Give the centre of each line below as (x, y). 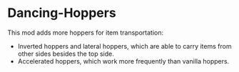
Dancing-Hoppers (62, 13)
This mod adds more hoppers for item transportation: (86, 32)
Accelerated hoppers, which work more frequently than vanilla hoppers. (123, 61)
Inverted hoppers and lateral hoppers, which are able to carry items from (124, 46)
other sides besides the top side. (66, 54)
